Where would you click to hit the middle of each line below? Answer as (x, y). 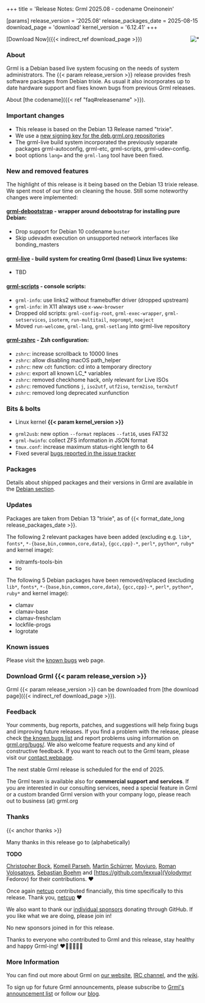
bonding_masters (37, 245)
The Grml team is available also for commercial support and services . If (98, 782)
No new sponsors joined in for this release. (60, 928)
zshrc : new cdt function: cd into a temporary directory (83, 367)
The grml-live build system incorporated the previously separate (96, 142)
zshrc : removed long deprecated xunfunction (72, 392)
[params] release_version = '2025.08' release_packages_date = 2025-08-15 (102, 21)
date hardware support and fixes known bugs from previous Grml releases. (101, 88)
